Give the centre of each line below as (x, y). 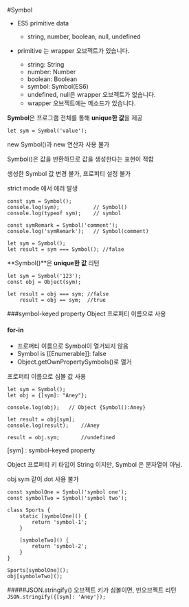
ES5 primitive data (43, 23)
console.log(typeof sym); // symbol (64, 213)
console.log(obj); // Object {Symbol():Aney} (77, 408)
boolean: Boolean (52, 79)
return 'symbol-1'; (60, 522)
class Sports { (29, 510)
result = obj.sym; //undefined (61, 438)
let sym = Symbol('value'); (47, 131)
